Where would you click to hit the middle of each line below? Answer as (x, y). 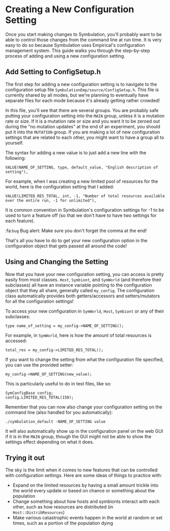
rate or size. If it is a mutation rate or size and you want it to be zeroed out (83, 121)
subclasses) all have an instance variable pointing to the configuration (79, 285)
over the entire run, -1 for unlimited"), (51, 200)
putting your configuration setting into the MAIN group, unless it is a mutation (85, 116)
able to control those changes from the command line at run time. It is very (83, 40)
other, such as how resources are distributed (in (63, 507)
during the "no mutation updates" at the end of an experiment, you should (83, 126)
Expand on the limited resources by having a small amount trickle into (86, 485)
